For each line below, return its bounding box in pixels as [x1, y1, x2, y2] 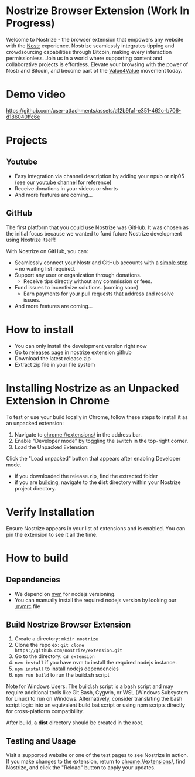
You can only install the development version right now [14, 342, 148, 349]
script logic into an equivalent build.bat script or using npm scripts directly [6, 701, 186, 708]
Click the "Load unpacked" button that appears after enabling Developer [6, 455, 181, 462]
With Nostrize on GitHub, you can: [6, 247, 89, 254]
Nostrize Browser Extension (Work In [6, 4, 190, 18]
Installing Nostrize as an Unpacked [6, 381, 179, 395]
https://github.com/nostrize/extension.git [14, 647, 123, 654]
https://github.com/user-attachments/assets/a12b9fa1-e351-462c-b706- [6, 107, 182, 114]
